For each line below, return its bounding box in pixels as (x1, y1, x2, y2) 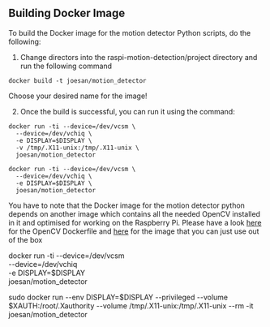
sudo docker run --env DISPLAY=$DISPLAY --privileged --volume (8, 292, 229, 302)
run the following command (19, 61, 112, 71)
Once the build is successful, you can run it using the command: (19, 106, 235, 116)
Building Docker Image (8, 6, 126, 20)
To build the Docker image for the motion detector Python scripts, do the (8, 28, 251, 37)
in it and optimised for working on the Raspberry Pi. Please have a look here (8, 217, 262, 227)
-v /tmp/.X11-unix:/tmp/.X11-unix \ (15, 144, 139, 152)
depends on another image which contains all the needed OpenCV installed (8, 209, 261, 218)
